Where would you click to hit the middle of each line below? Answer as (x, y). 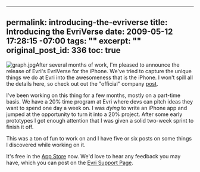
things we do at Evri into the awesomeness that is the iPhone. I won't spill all (100, 77)
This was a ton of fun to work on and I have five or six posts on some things (99, 138)
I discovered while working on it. (46, 145)
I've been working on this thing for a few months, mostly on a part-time (93, 95)
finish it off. (20, 127)
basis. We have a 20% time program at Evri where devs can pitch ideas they (100, 101)
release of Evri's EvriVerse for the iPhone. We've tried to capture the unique (99, 71)
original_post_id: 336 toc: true (63, 50)
